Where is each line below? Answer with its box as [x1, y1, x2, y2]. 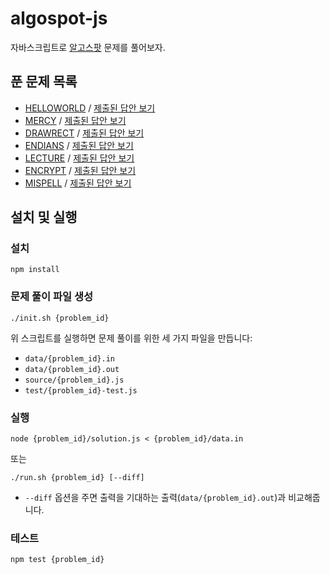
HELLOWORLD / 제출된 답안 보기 [24, 102, 156, 114]
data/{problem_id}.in [24, 353, 115, 364]
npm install [10, 265, 60, 275]
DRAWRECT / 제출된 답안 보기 [24, 127, 145, 139]
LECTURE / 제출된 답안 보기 [24, 152, 135, 164]
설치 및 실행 [10, 209, 78, 226]
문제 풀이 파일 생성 [10, 290, 94, 304]
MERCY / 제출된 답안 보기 [24, 114, 127, 126]
